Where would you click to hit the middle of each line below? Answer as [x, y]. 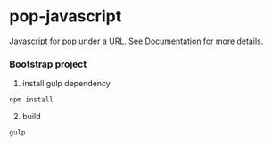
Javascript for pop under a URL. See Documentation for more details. [136, 41]
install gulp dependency [66, 84]
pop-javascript [66, 16]
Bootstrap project [48, 64]
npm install [31, 100]
